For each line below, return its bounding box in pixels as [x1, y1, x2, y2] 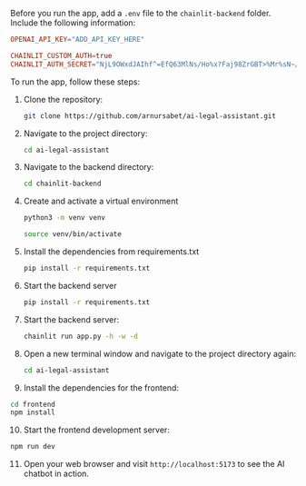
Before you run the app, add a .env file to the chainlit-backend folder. [10, 8, 271, 18]
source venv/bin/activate [23, 230, 122, 239]
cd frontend [10, 400, 55, 409]
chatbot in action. [23, 468, 90, 480]
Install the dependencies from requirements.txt [23, 246, 200, 257]
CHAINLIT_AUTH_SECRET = [10, 59, 96, 69]
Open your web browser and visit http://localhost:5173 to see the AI [23, 459, 285, 470]
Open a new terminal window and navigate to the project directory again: [23, 348, 297, 359]
